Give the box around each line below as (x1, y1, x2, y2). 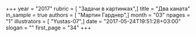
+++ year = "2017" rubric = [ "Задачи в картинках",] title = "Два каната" (5, 5, 191, 12)
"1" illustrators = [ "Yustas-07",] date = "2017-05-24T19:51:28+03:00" (5, 18, 181, 24)
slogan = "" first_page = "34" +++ (5, 24, 92, 31)
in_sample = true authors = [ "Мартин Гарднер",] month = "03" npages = (5, 11, 191, 18)
